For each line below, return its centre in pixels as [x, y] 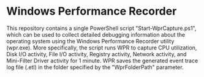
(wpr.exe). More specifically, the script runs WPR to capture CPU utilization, [102, 48]
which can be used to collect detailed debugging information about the [96, 34]
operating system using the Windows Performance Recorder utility [90, 41]
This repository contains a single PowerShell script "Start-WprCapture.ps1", [101, 28]
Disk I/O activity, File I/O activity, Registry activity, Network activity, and [96, 54]
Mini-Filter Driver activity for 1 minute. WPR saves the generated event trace [102, 61]
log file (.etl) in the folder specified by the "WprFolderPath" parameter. [95, 67]
